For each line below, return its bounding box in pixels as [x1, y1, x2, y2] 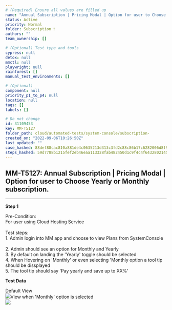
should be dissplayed [5, 262, 50, 268]
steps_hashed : [5, 150, 36, 155]
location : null [5, 98, 38, 103]
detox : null [5, 55, 31, 60]
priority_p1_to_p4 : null [5, 93, 58, 98]
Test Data [5, 278, 27, 284]
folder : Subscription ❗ [5, 27, 55, 32]
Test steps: [5, 229, 29, 236]
